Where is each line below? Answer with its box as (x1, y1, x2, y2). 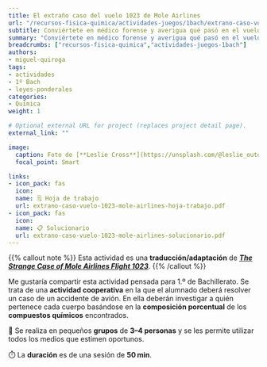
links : (8, 172, 30, 181)
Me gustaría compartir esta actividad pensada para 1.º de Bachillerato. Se (8, 277, 250, 286)
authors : (8, 48, 37, 56)
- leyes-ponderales (8, 85, 73, 94)
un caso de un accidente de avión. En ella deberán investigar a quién (8, 294, 234, 304)
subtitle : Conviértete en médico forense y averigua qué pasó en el (8, 26, 240, 34)
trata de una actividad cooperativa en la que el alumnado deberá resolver (8, 285, 252, 295)
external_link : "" (8, 129, 69, 137)
